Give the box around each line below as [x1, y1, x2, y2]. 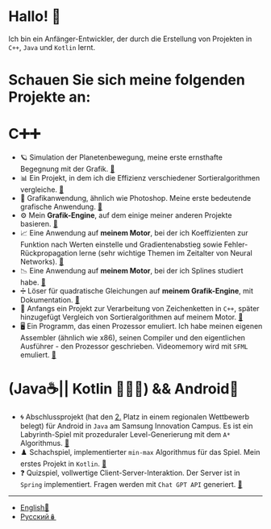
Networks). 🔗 [19, 257, 65, 267]
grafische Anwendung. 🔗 [19, 202, 103, 212]
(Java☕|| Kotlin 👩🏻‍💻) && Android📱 [8, 380, 240, 398]
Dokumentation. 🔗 [19, 295, 81, 305]
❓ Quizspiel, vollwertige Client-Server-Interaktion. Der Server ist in [19, 468, 240, 477]
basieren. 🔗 [19, 219, 58, 229]
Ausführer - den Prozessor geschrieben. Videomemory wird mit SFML [19, 342, 248, 352]
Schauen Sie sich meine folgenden [8, 71, 246, 90]
